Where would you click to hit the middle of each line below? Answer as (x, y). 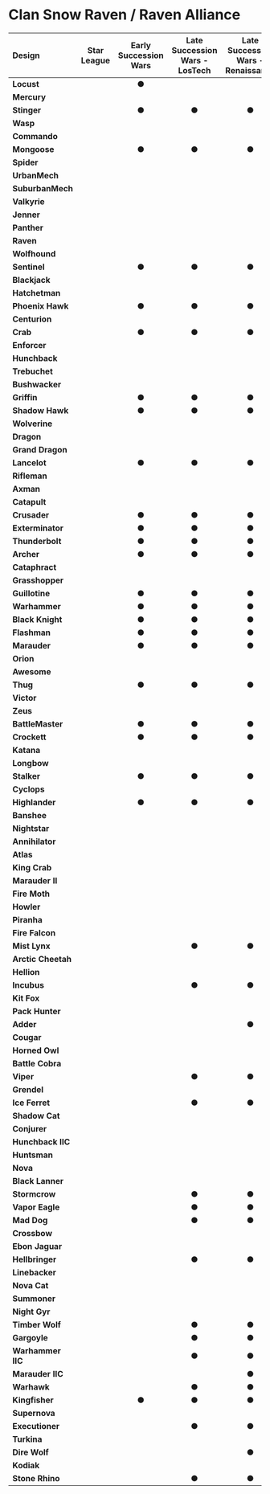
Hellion (26, 972)
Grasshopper (38, 580)
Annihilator (34, 841)
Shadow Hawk (41, 410)
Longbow (31, 763)
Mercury (29, 96)
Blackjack (31, 280)
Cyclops (29, 789)
